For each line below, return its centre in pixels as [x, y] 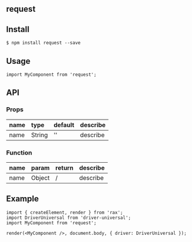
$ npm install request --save [44, 43]
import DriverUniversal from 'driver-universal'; [69, 218]
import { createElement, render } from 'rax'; [65, 212]
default [64, 125]
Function [19, 153]
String [40, 135]
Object [40, 178]
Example [23, 199]
